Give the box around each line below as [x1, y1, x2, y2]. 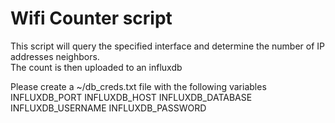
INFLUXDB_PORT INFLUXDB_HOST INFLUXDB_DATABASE [10, 91, 253, 103]
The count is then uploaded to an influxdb [10, 61, 183, 73]
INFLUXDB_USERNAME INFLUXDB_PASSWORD [10, 102, 207, 114]
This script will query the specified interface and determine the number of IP [10, 40, 326, 52]
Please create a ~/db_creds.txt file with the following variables [10, 80, 267, 92]
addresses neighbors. [10, 50, 100, 62]
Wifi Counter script [10, 7, 173, 30]
